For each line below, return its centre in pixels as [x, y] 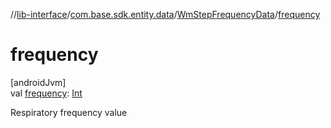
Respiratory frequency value [69, 112]
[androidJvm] [38, 82]
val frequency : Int [46, 93]
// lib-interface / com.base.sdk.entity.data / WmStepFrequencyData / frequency [165, 14]
